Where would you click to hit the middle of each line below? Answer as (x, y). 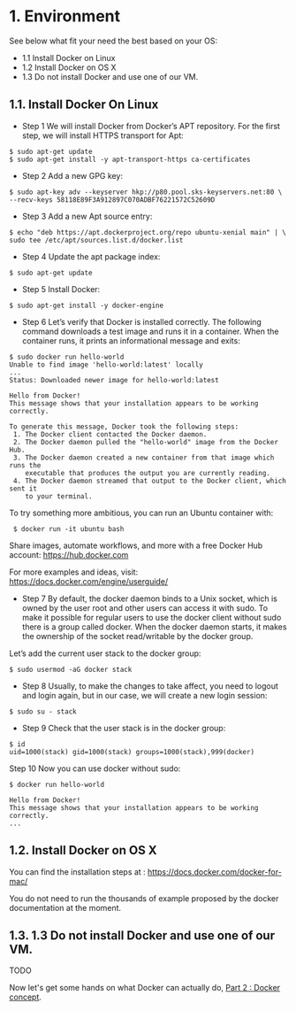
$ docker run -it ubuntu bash (68, 529)
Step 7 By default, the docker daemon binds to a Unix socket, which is (150, 598)
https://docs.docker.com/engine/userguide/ (89, 581)
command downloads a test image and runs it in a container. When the (150, 331)
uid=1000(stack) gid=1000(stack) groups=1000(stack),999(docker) (132, 752)
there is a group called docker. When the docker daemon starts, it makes (154, 627)
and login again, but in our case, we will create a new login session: (144, 695)
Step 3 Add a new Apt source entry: (87, 216)
